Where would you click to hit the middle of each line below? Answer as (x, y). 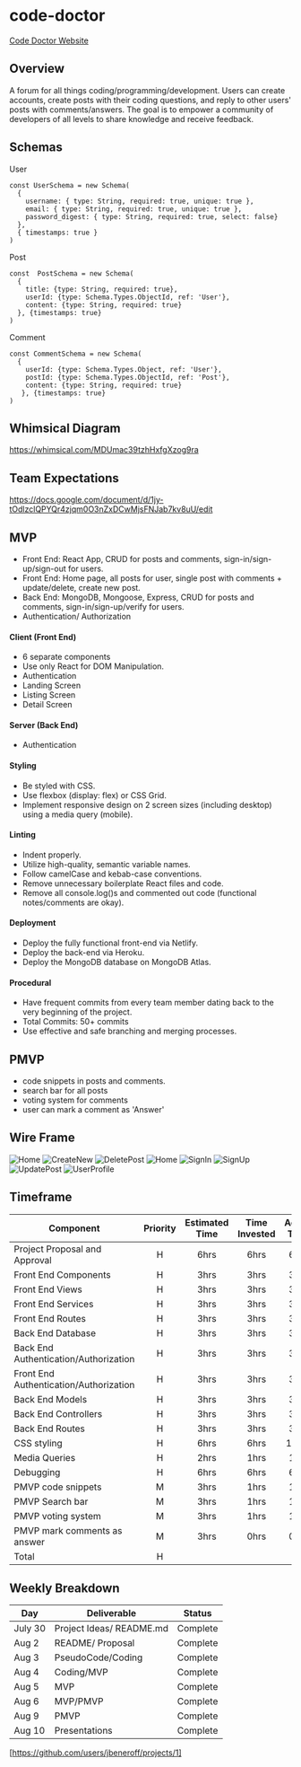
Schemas (36, 148)
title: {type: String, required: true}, (102, 289)
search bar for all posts (65, 1091)
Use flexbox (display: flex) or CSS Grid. (95, 795)
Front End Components (62, 1274)
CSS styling (38, 1443)
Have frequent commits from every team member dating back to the (148, 1003)
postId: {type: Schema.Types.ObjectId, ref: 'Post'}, (128, 377)
